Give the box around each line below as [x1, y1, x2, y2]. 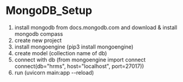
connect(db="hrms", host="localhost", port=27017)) [14, 62, 144, 70]
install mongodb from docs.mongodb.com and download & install [14, 24, 178, 31]
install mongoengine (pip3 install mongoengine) [14, 43, 134, 50]
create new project [14, 36, 62, 44]
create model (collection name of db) [14, 49, 107, 56]
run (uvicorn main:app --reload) [14, 69, 95, 76]
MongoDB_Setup [5, 4, 92, 18]
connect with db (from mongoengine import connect [14, 56, 146, 63]
